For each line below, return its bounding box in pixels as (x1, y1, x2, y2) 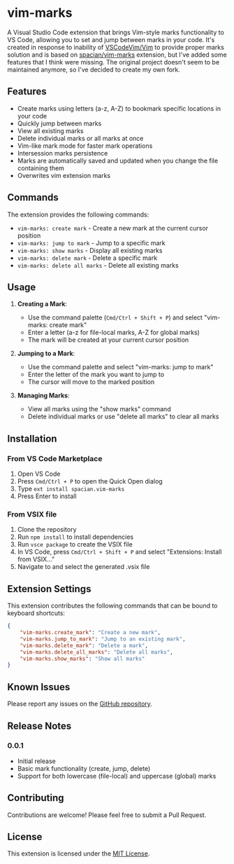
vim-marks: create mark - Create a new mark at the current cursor (17, 224, 208, 232)
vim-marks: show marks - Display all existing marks (17, 246, 163, 254)
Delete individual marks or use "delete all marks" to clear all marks (27, 412, 219, 421)
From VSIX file (7, 509, 57, 519)
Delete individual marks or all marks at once (17, 134, 144, 142)
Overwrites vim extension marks (17, 171, 111, 179)
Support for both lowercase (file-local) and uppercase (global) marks (17, 772, 217, 780)
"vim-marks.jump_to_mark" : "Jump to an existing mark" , (20, 636, 187, 643)
